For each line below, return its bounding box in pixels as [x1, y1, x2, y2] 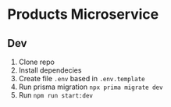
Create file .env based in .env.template [18, 74, 145, 83]
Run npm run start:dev [18, 91, 93, 99]
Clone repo [18, 57, 55, 66]
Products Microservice [7, 5, 159, 23]
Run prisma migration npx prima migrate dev [18, 82, 163, 91]
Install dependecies [18, 66, 82, 75]
